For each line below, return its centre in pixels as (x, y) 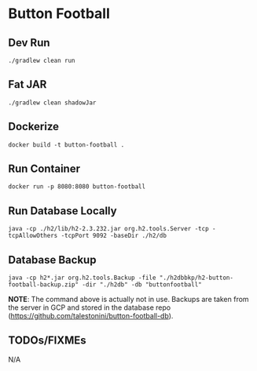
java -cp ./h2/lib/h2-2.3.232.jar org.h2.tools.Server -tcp (109, 229)
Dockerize (34, 127)
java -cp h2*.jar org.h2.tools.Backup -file (82, 278)
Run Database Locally (62, 211)
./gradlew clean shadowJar (52, 103)
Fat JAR (28, 84)
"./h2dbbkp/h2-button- (196, 278)
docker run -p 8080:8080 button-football (77, 187)
